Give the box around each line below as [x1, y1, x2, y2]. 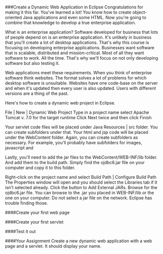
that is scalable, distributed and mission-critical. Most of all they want [5, 50, 145, 56]
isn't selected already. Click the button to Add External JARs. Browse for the [5, 185, 158, 190]
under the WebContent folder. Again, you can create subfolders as [5, 134, 138, 140]
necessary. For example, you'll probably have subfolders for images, [5, 140, 143, 146]
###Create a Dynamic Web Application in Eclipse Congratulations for [5, 4, 144, 10]
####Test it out [5, 229, 36, 234]
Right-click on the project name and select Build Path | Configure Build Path [5, 174, 157, 180]
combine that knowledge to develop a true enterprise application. [5, 20, 136, 25]
